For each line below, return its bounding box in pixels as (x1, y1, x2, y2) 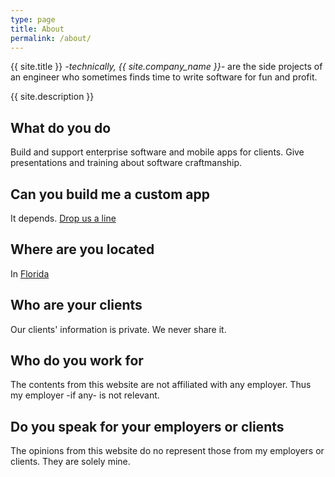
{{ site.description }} (10, 91, 95, 103)
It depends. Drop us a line (10, 212, 117, 224)
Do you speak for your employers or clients (10, 418, 285, 435)
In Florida (10, 267, 50, 280)
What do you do (10, 119, 112, 136)
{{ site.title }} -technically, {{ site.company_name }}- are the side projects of (10, 61, 323, 73)
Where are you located (10, 241, 155, 258)
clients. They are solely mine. (10, 456, 131, 468)
